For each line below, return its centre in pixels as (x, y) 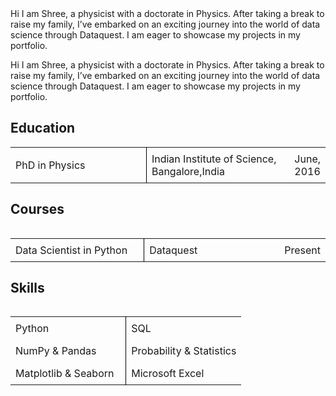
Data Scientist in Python (71, 250)
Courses (37, 209)
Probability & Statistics (184, 351)
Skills (27, 288)
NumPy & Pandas (56, 351)
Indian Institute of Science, (214, 159)
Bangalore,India (188, 171)
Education (43, 128)
